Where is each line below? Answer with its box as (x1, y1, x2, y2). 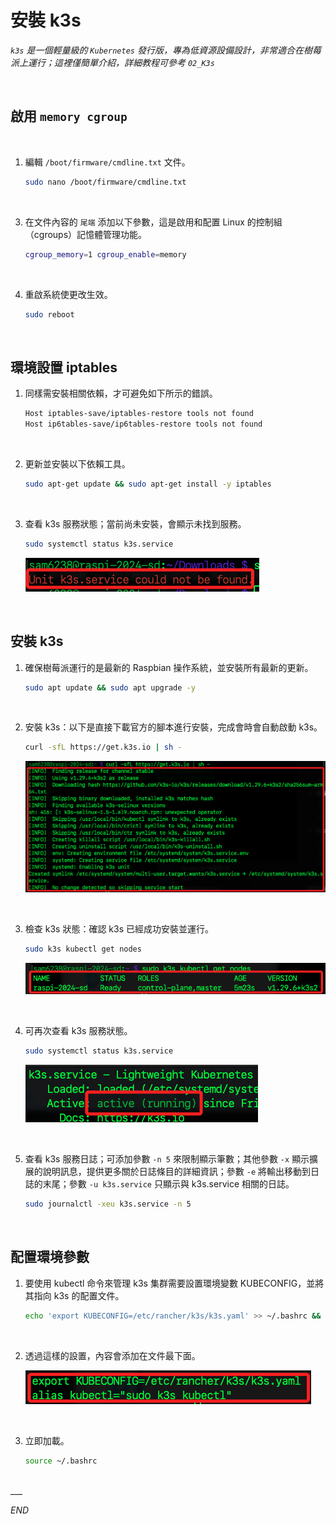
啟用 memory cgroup (10, 108, 128, 125)
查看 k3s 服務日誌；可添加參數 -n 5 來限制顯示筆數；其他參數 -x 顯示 (24, 1153, 310, 1165)
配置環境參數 (10, 1249, 90, 1266)
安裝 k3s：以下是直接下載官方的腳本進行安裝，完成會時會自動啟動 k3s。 (24, 721, 323, 733)
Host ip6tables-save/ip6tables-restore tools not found (24, 419, 263, 430)
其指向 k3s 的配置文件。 (24, 1289, 125, 1301)
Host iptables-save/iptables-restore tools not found (24, 409, 254, 419)
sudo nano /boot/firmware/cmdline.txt (24, 177, 187, 187)
